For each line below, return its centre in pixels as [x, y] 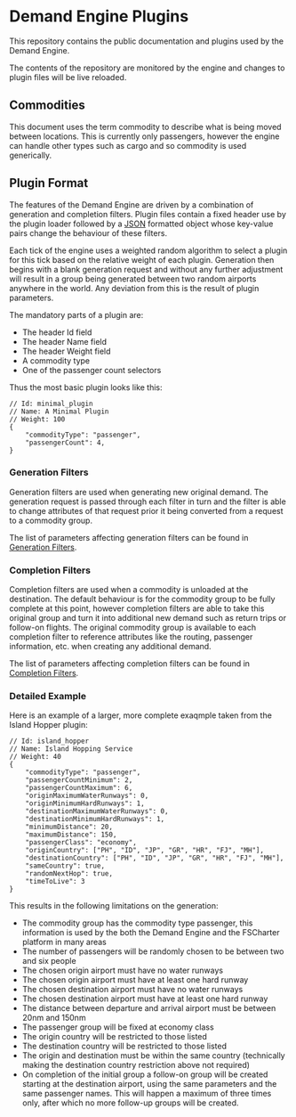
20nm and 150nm [54, 1018]
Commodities [48, 106]
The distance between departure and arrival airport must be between [149, 1008]
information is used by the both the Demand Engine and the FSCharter [151, 933]
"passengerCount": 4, [65, 443]
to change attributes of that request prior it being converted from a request [146, 510]
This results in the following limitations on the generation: [114, 906]
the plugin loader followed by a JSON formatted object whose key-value [141, 224]
